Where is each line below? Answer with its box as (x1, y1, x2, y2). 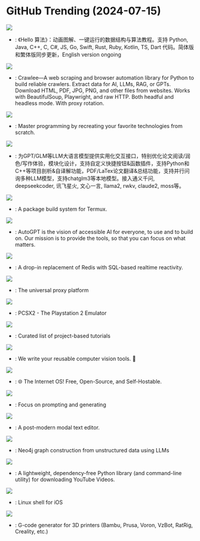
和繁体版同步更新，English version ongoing (14, 51, 121, 58)
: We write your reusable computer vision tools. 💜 (14, 355, 136, 362)
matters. (14, 241, 36, 248)
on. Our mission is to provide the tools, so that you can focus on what (14, 235, 186, 242)
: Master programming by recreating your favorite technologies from (14, 122, 183, 129)
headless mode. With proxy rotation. (14, 99, 104, 107)
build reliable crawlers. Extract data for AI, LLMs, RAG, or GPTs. (14, 80, 171, 87)
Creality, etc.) (14, 528, 48, 535)
